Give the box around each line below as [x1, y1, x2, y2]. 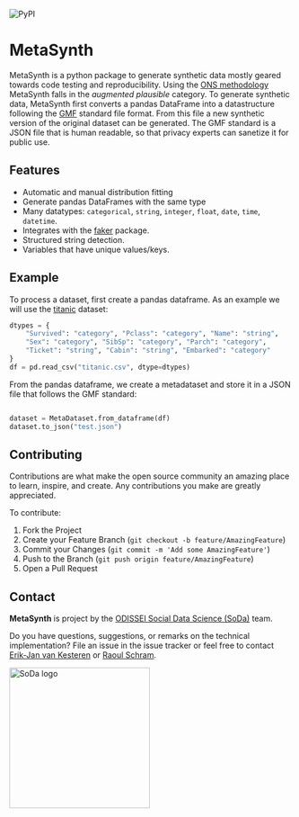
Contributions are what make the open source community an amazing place [9, 471, 290, 481]
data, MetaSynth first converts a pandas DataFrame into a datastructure [9, 98, 276, 109]
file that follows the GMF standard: [9, 388, 137, 400]
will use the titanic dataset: [9, 303, 109, 314]
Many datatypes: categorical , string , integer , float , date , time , [22, 205, 260, 216]
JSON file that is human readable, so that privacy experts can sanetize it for [9, 127, 289, 138]
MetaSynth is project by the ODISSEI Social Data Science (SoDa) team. [9, 613, 274, 624]
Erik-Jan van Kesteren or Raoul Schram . [9, 650, 157, 660]
